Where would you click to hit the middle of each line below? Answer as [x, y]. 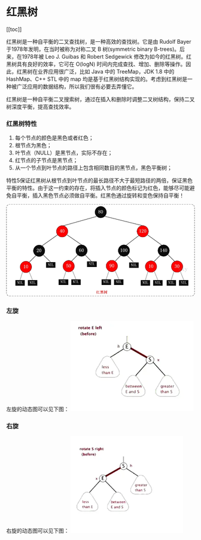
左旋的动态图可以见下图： [38, 409]
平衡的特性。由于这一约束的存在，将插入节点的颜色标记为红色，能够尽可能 [98, 188]
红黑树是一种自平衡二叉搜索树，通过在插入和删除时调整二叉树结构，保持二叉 [100, 99]
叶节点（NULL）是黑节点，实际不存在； [64, 153]
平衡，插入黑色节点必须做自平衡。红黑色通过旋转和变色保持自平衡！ [100, 196]
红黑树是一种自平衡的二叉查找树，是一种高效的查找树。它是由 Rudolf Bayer [99, 41]
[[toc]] [14, 29]
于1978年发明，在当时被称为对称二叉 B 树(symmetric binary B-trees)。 [93, 49]
